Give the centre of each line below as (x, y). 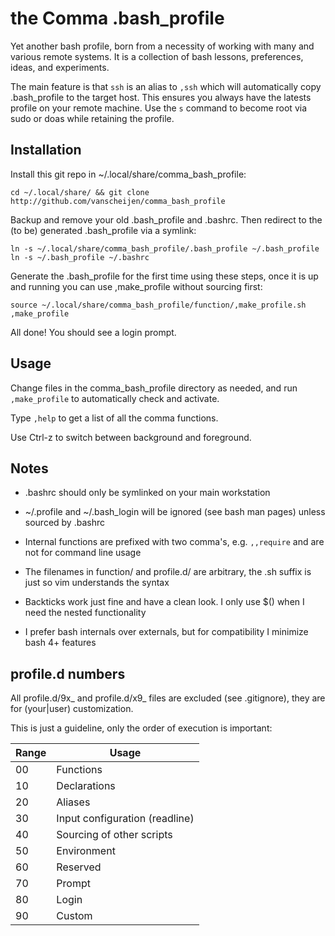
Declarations (86, 786)
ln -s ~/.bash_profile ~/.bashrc (80, 257)
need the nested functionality (85, 613)
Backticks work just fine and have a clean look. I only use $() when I (164, 602)
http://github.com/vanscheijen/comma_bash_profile (118, 201)
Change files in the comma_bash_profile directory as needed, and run (154, 388)
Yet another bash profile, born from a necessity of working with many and (162, 46)
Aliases (73, 802)
